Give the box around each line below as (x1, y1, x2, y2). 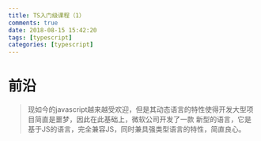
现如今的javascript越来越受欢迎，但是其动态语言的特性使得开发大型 (27, 105, 247, 114)
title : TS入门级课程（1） (8, 11, 85, 20)
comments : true (8, 19, 59, 27)
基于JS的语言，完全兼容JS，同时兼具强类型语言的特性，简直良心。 (27, 124, 246, 134)
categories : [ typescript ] (8, 41, 93, 49)
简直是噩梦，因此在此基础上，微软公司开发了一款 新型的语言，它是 (34, 115, 252, 124)
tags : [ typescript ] (8, 33, 73, 42)
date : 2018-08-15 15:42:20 (8, 26, 97, 34)
